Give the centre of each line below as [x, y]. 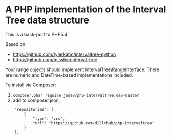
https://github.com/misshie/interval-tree [55, 59]
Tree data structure [47, 20]
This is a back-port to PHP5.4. [37, 34]
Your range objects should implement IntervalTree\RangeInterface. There [82, 69]
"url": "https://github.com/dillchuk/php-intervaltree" [93, 123]
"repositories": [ [34, 109]
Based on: [16, 44]
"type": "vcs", [49, 119]
